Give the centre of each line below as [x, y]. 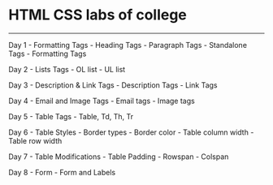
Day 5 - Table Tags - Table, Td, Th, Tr [71, 116]
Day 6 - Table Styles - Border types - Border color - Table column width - [131, 132]
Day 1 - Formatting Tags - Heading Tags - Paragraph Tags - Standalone [128, 45]
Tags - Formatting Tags [48, 54]
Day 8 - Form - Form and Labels [62, 172]
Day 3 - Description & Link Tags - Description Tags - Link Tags [113, 85]
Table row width [35, 140]
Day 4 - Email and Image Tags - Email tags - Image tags [102, 101]
